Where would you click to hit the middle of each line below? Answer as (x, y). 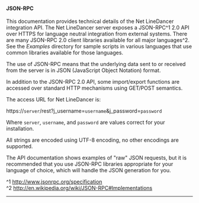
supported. (20, 146)
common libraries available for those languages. (65, 53)
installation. (20, 129)
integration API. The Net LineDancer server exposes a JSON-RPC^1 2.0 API (98, 28)
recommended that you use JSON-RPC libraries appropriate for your (90, 164)
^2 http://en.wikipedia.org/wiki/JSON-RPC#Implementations (79, 188)
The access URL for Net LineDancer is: (54, 100)
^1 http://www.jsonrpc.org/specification (54, 182)
